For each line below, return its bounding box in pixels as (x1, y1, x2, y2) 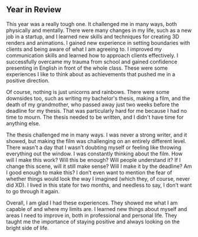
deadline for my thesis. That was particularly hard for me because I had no (6, 107, 187, 114)
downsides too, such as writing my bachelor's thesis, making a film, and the (6, 95, 190, 102)
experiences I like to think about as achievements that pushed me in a (6, 70, 176, 77)
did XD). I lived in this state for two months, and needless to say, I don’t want (6, 181, 192, 189)
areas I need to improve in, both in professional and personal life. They (6, 212, 177, 219)
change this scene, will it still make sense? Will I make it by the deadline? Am (6, 163, 192, 170)
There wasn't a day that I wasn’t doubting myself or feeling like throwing (6, 144, 181, 151)
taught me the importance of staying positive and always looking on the (6, 218, 180, 225)
